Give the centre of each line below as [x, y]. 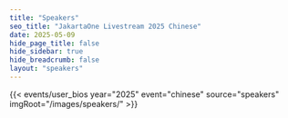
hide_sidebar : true [46, 52]
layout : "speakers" [46, 69]
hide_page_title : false [55, 43]
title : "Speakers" [44, 18]
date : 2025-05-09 [42, 34]
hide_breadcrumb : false [55, 60]
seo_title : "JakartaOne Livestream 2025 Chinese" [106, 26]
